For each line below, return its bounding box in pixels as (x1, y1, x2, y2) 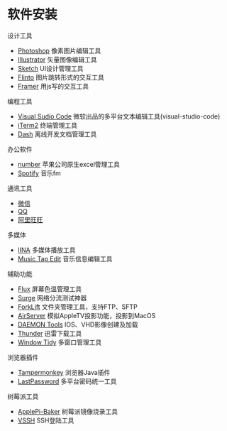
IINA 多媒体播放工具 (17, 246, 76, 254)
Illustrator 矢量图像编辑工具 (17, 55, 97, 64)
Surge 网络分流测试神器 (17, 293, 87, 302)
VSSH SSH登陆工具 (17, 416, 74, 425)
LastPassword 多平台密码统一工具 (17, 377, 117, 386)
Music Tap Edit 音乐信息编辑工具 (17, 254, 113, 263)
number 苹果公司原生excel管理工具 (17, 160, 121, 168)
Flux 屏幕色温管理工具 (17, 285, 82, 293)
